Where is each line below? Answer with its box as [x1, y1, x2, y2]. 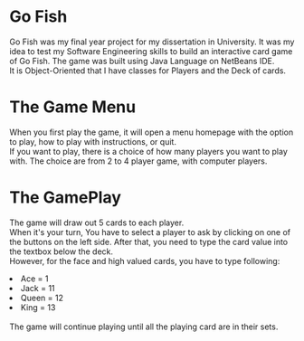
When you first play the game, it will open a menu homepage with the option [9, 127, 294, 137]
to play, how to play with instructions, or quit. [9, 136, 176, 147]
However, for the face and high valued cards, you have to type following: [9, 255, 280, 266]
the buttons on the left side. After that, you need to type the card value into [9, 236, 289, 247]
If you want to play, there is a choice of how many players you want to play [9, 146, 288, 156]
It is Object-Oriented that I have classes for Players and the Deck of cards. [9, 65, 287, 76]
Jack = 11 [21, 282, 56, 293]
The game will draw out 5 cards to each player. [9, 217, 185, 228]
